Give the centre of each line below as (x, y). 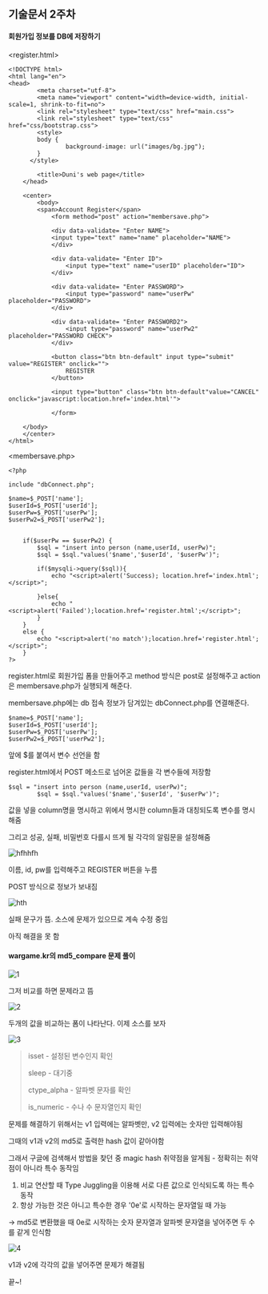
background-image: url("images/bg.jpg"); (135, 147)
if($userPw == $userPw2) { (68, 540)
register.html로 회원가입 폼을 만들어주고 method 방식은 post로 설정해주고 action (134, 675)
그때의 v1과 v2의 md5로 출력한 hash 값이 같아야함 (86, 1141)
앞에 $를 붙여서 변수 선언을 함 (54, 755)
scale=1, (23, 104)
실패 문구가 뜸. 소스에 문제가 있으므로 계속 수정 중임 (88, 919)
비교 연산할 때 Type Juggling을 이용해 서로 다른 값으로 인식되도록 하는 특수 (137, 1185)
